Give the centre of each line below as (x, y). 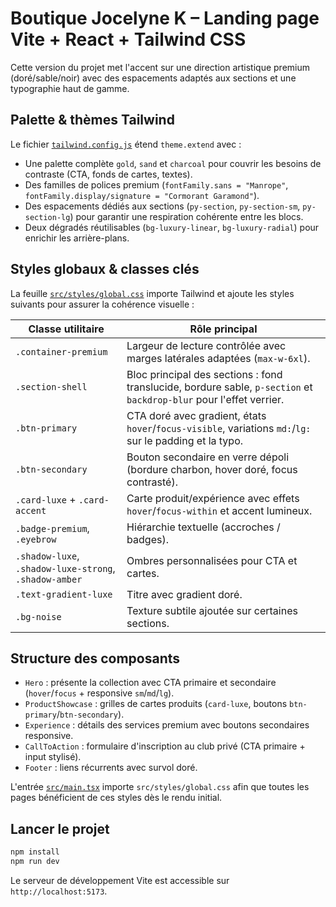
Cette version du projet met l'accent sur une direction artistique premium (160, 67)
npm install (35, 852)
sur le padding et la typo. (185, 440)
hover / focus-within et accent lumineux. (219, 510)
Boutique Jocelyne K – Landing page (165, 18)
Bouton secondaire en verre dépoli (208, 457)
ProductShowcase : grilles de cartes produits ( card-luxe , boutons (156, 704)
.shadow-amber (49, 579)
